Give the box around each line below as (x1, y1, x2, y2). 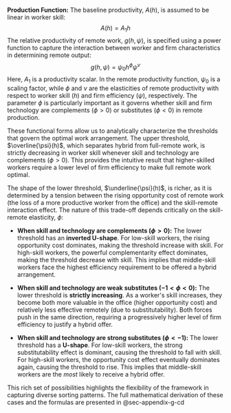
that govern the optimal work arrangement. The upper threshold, (7, 134, 190, 142)
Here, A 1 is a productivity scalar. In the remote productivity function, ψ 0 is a (7, 75, 221, 85)
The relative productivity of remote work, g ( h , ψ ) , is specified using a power (7, 36, 221, 44)
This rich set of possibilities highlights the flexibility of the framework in (7, 383, 210, 392)
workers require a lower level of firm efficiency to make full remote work (7, 163, 212, 171)
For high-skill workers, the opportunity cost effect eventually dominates (16, 356, 220, 364)
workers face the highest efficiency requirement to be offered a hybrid (16, 263, 217, 271)
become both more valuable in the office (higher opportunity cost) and (16, 299, 218, 307)
